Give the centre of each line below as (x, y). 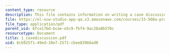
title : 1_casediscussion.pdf (36, 38)
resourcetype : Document (30, 33)
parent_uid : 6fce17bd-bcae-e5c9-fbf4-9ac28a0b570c (60, 29)
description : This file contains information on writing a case (74, 15)
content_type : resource (30, 10)
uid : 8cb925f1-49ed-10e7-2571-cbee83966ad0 (52, 43)
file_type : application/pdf (35, 24)
